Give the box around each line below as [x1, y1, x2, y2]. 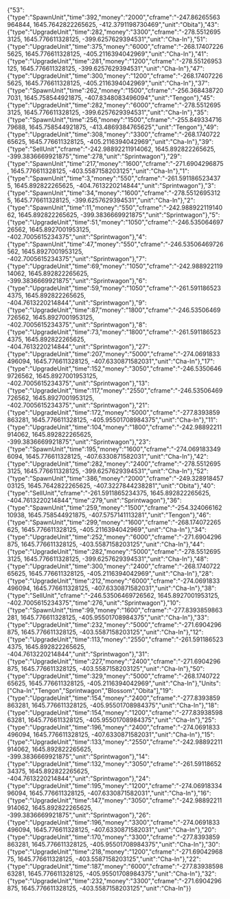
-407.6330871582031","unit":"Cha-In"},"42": [83, 453, 209, 460]
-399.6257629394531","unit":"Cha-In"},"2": [71, 196, 196, 204]
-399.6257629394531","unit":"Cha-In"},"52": [82, 467, 209, 475]
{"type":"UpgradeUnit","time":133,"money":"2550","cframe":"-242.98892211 [7, 738, 223, 746]
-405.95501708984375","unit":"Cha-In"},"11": [89, 416, 218, 424]
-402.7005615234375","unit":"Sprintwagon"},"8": [7, 320, 148, 329]
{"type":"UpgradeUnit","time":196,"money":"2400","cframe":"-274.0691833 [7, 723, 220, 731]
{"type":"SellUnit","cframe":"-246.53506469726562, [7, 592, 157, 599]
